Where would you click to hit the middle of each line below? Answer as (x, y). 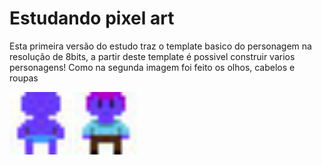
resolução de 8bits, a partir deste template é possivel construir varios (152, 56)
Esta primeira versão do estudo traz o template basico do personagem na (160, 46)
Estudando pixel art (92, 18)
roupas (24, 78)
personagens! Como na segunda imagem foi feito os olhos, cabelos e (152, 67)
